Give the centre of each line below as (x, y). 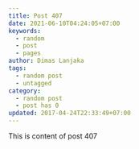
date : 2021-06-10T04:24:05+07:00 (64, 23)
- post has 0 (37, 106)
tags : (17, 68)
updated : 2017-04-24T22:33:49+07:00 (69, 114)
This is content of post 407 (53, 136)
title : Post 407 (35, 16)
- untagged (34, 83)
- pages (29, 53)
